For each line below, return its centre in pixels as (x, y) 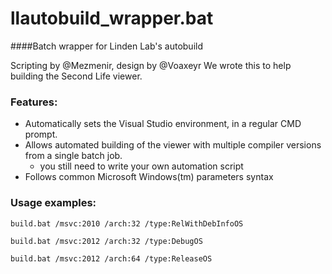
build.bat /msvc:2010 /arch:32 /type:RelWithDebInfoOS (127, 223)
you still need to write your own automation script (141, 166)
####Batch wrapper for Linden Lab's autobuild (106, 46)
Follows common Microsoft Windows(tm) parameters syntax (149, 177)
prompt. (41, 134)
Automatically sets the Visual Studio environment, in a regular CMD (163, 124)
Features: (34, 102)
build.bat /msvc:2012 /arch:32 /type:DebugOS (106, 241)
